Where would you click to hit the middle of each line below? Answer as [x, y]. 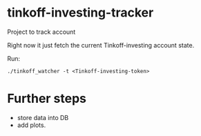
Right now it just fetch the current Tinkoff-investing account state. [101, 45]
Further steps [47, 99]
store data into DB [43, 117]
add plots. [31, 125]
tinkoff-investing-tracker [80, 13]
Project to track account [41, 32]
